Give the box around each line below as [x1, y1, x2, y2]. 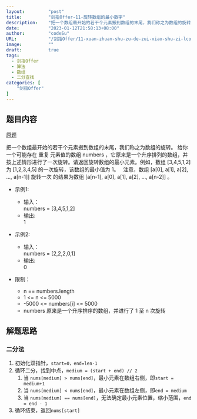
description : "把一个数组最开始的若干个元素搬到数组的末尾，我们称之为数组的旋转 [6, 19, 191, 25]
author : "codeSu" [6, 31, 69, 37]
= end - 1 [23, 401, 48, 407]
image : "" [6, 42, 54, 48]
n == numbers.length [23, 287, 75, 294]
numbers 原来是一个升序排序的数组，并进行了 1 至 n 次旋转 [23, 307, 166, 314]
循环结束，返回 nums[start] [14, 407, 81, 414]
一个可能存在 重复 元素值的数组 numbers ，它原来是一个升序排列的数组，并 [6, 151, 188, 158]
